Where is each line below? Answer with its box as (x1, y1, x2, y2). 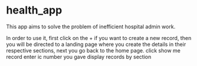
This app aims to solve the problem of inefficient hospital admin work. (6, 23, 176, 30)
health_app (6, 4, 63, 17)
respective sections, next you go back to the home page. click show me (6, 47, 181, 54)
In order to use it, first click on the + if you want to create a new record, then (6, 34, 192, 41)
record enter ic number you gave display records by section (6, 53, 152, 60)
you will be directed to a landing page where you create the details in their (6, 41, 186, 48)
